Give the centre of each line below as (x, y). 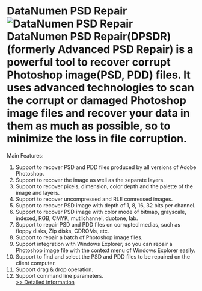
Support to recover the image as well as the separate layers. (90, 180)
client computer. (36, 263)
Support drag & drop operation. (54, 269)
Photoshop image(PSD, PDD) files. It (99, 75)
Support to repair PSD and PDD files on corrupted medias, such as (98, 224)
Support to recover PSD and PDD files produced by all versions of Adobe (106, 167)
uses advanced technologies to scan (101, 88)
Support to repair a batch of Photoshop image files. (79, 237)
